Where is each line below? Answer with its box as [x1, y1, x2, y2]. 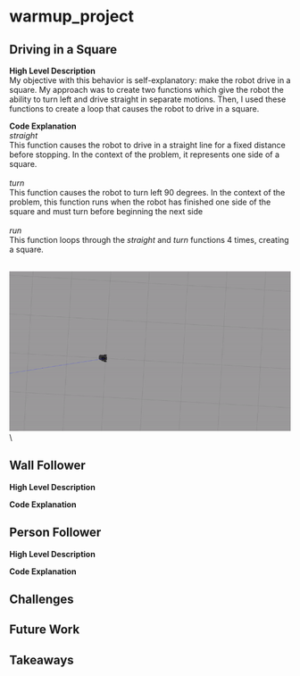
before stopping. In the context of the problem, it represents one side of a [9, 149, 279, 160]
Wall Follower [9, 458, 87, 473]
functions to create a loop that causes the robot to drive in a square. [9, 104, 260, 113]
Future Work [9, 622, 80, 638]
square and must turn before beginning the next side [9, 206, 204, 216]
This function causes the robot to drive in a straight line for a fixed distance [9, 140, 286, 150]
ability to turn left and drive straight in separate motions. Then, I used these [9, 94, 287, 104]
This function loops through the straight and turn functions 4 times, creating [9, 235, 289, 245]
